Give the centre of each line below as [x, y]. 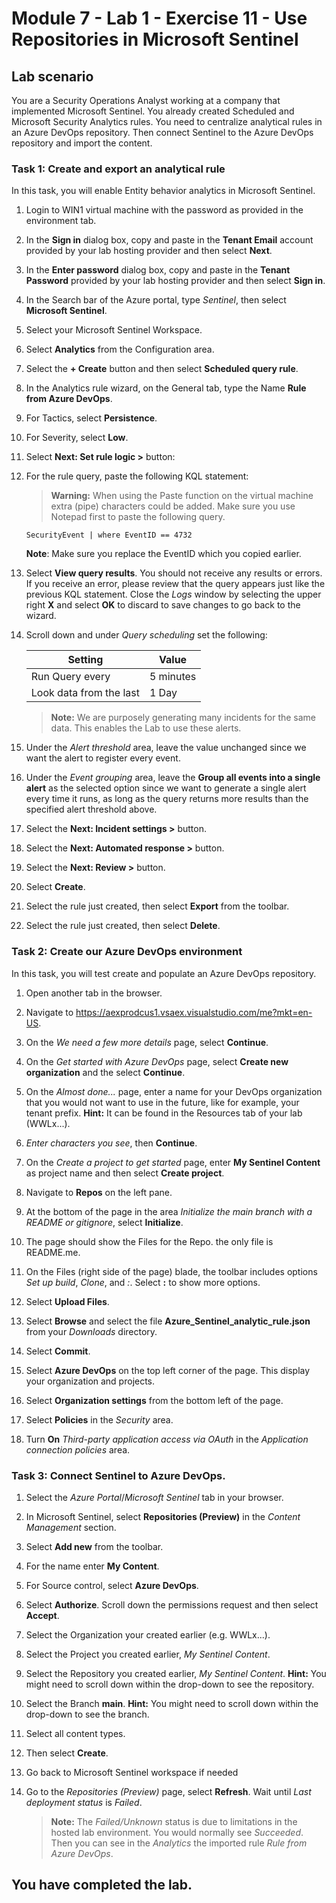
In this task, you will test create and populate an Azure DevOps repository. [164, 973]
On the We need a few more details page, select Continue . [147, 1042]
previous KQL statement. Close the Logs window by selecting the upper [173, 594]
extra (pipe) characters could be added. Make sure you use [173, 506]
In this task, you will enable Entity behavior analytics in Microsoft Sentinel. [163, 191]
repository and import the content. [82, 143]
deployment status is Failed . [84, 1802]
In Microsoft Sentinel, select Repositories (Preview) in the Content [163, 1516]
